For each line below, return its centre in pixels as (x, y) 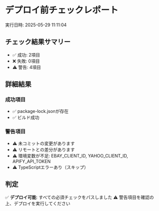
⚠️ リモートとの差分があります (43, 150)
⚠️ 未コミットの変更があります (44, 143)
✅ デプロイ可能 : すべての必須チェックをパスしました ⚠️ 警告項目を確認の (79, 197)
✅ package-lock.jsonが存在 (40, 111)
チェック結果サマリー (38, 42)
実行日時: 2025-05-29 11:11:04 (36, 25)
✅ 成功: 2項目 (26, 54)
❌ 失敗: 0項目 (26, 61)
